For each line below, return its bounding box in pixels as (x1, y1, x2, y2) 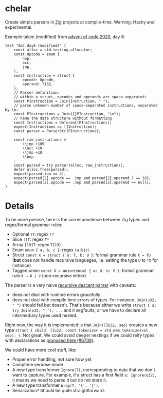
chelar (5, 3, 32, 14)
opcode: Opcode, (22, 77, 55, 82)
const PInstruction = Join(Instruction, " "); (14, 99, 110, 104)
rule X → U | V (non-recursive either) (12, 272, 86, 278)
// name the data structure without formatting (14, 116, 112, 121)
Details (5, 201, 34, 211)
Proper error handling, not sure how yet (12, 356, 91, 362)
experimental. (5, 24, 33, 30)
